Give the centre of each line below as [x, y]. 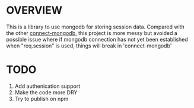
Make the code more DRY [46, 92]
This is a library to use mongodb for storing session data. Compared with [96, 27]
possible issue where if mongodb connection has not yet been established [97, 39]
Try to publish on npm [42, 99]
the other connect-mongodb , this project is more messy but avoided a [92, 33]
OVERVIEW [34, 10]
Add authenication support [47, 86]
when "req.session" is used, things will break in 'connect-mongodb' [89, 46]
